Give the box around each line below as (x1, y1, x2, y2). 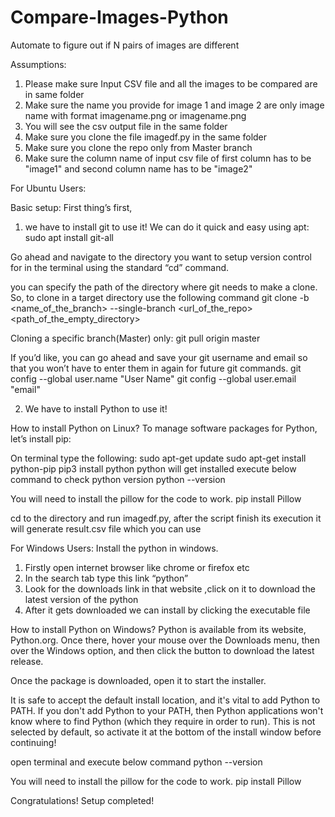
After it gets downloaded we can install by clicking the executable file (24, 604, 311, 616)
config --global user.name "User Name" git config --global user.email (10, 372, 297, 385)
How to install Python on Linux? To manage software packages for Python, (10, 422, 318, 434)
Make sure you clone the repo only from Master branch (24, 141, 253, 153)
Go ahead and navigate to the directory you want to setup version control (10, 251, 312, 263)
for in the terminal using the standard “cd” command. (10, 261, 230, 273)
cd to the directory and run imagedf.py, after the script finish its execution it (10, 512, 322, 524)
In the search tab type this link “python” (24, 572, 189, 584)
